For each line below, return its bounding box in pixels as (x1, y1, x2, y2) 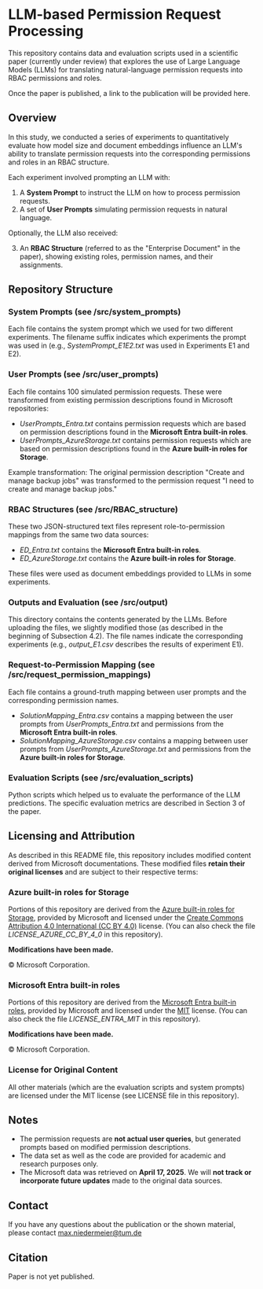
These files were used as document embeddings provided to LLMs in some (8, 569, 252, 579)
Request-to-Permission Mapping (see (8, 659, 155, 670)
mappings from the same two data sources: (8, 530, 149, 540)
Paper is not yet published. (8, 1272, 95, 1281)
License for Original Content (8, 1064, 119, 1075)
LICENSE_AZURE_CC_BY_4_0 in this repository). (8, 930, 163, 939)
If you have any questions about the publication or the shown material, (8, 1220, 236, 1229)
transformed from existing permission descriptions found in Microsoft (8, 395, 233, 404)
